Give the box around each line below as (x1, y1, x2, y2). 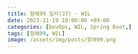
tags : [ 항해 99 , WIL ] (7, 29, 65, 37)
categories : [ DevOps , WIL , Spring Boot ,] (7, 23, 132, 30)
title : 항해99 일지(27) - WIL (7, 10, 91, 18)
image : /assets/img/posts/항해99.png (7, 36, 116, 43)
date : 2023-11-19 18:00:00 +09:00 (7, 17, 110, 24)
